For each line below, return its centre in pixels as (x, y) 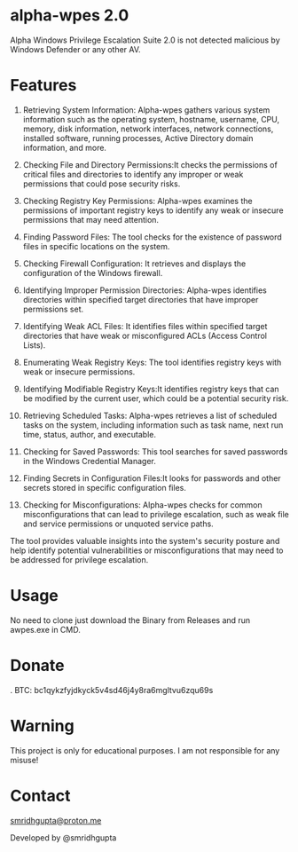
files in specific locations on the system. (96, 246)
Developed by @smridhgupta (63, 837)
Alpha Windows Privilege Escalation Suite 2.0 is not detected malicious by (145, 40)
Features (43, 86)
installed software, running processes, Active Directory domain (138, 138)
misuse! (24, 760)
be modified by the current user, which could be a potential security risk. (156, 398)
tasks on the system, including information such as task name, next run (153, 425)
